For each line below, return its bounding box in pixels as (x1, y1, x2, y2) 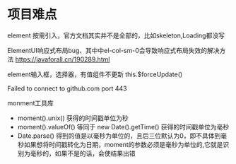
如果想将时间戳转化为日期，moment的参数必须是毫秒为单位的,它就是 (23, 140, 223, 148)
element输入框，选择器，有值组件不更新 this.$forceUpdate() (7, 70, 183, 78)
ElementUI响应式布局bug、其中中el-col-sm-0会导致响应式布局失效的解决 (7, 46, 220, 54)
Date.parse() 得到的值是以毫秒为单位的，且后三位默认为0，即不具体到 (17, 131, 221, 140)
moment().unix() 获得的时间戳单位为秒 (17, 114, 129, 122)
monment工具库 (7, 98, 54, 107)
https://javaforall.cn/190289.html (15, 54, 110, 64)
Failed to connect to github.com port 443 (7, 84, 127, 93)
